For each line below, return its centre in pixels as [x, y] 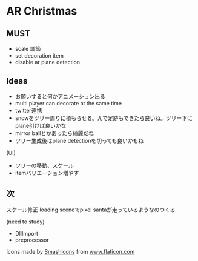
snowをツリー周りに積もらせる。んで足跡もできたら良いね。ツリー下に [104, 118]
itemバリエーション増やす [47, 173]
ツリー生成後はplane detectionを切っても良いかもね [79, 140]
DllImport [26, 233]
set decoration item [39, 55]
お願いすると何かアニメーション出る [60, 96]
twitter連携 [28, 110]
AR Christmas [42, 11]
